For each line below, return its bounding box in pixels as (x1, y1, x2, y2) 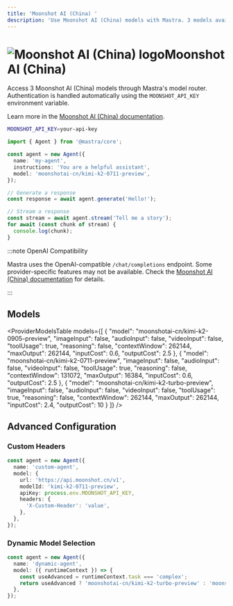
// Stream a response (7, 208, 70, 215)
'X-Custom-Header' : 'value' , (25, 503, 110, 510)
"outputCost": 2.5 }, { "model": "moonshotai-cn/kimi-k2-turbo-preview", (7, 378, 214, 387)
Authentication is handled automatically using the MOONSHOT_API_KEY (7, 92, 200, 100)
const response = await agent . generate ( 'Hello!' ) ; (7, 196, 157, 203)
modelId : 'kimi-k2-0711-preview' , (19, 483, 119, 490)
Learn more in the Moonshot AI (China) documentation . (7, 112, 165, 121)
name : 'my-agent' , (13, 158, 67, 165)
